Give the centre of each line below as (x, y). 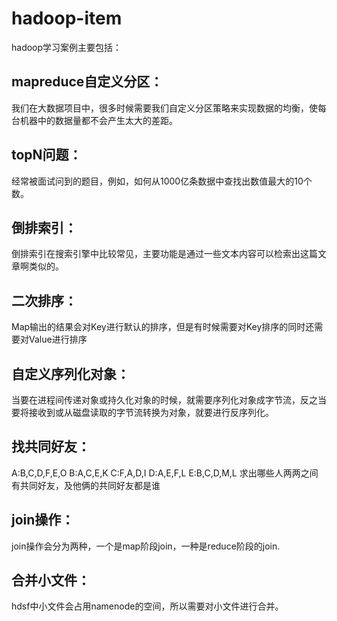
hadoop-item (67, 18)
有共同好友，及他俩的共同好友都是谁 (86, 485)
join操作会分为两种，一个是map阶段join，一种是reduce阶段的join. (146, 546)
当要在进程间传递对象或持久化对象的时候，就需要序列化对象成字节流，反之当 (169, 400)
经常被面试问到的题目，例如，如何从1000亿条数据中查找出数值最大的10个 (162, 181)
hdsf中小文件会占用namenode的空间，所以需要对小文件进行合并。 (147, 606)
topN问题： (47, 155)
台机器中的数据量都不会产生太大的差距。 (94, 120)
